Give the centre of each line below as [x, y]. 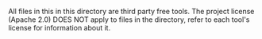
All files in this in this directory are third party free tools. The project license [131, 11]
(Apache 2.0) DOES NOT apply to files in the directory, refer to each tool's [129, 19]
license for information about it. [60, 28]
